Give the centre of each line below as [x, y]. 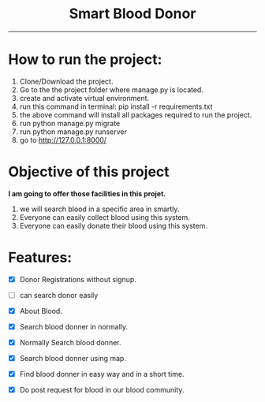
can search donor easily [59, 295]
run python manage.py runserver [73, 132]
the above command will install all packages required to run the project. [136, 114]
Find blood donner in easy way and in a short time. [102, 374]
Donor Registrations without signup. [78, 279]
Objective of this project [89, 172]
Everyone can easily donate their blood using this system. [113, 225]
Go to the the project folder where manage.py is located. [111, 89]
